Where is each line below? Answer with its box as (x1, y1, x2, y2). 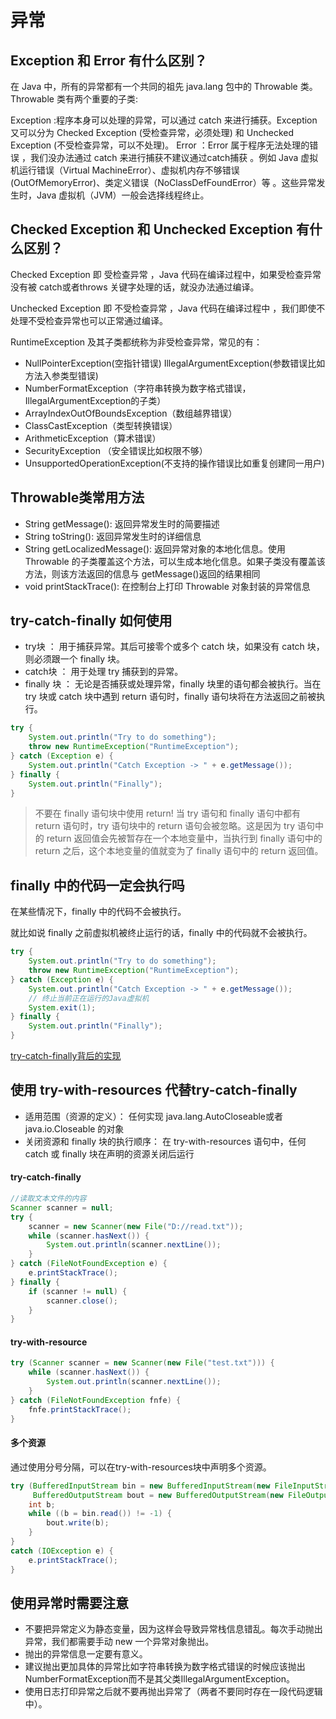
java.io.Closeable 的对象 (24, 1122, 125, 1135)
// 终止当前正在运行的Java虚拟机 (28, 993, 150, 1003)
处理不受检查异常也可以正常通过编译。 (10, 314, 168, 326)
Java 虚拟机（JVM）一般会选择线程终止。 (36, 189, 210, 201)
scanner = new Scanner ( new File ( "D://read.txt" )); (28, 1221, 244, 1231)
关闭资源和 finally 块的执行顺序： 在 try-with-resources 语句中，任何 (24, 1135, 307, 1147)
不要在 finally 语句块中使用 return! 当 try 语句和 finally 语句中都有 (34, 807, 301, 820)
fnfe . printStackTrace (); (28, 1404, 132, 1415)
